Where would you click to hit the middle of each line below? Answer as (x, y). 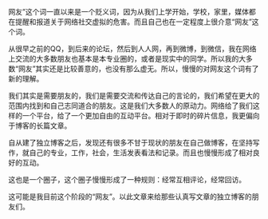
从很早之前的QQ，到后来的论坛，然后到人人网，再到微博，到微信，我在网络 (132, 49)
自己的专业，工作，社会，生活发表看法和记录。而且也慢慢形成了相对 (141, 153)
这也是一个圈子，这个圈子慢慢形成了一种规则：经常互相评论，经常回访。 (127, 179)
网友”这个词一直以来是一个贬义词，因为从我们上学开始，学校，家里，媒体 (129, 12)
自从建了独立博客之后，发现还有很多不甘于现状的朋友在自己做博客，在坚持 (130, 143)
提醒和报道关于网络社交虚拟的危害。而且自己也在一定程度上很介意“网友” (134, 22)
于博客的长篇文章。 (40, 125)
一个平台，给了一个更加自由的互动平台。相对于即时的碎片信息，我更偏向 (141, 115)
